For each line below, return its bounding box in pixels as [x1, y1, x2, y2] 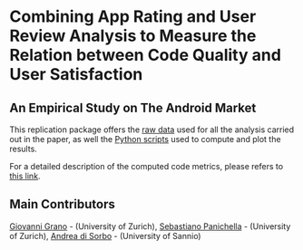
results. [9, 143, 38, 154]
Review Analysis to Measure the [9, 25, 257, 46]
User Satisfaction [9, 64, 143, 85]
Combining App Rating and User [9, 6, 257, 27]
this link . [9, 170, 41, 181]
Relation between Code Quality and [9, 45, 281, 65]
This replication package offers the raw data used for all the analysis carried [9, 124, 295, 135]
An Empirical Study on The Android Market [9, 100, 257, 115]
